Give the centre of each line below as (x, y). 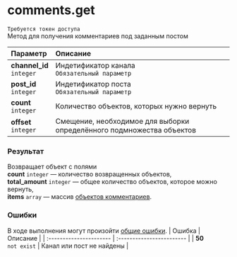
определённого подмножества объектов (126, 130)
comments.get (51, 10)
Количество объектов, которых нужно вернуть (136, 106)
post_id (24, 84)
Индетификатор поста (93, 84)
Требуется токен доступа (44, 29)
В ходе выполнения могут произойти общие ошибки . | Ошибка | (104, 230)
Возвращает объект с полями (52, 167)
